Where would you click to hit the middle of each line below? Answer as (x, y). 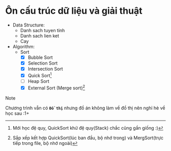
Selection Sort (43, 63)
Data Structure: (28, 25)
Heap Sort (38, 81)
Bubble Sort (40, 57)
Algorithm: (23, 46)
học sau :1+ (17, 113)
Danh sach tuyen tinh (42, 30)
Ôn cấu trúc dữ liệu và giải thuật (74, 11)
